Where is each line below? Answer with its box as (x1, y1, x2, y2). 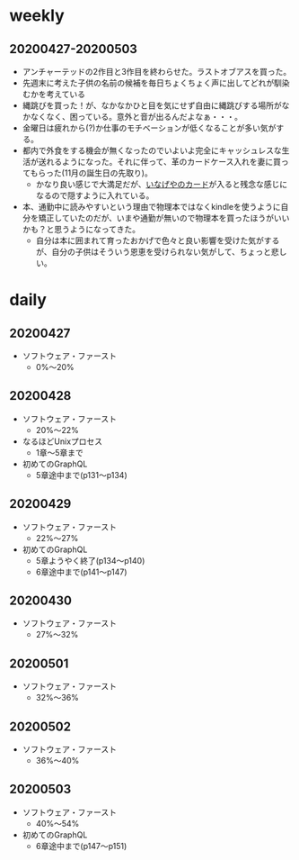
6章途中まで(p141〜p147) (35, 566, 128, 577)
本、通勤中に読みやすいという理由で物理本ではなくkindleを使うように (22, 202, 281, 212)
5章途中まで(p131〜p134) (35, 469, 128, 480)
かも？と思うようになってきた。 (22, 224, 141, 234)
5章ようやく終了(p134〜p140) (35, 555, 145, 566)
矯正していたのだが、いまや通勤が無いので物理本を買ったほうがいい (38, 213, 290, 223)
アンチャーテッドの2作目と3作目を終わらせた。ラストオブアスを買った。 (22, 67, 292, 77)
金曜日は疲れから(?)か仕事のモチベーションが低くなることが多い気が (22, 122, 277, 133)
